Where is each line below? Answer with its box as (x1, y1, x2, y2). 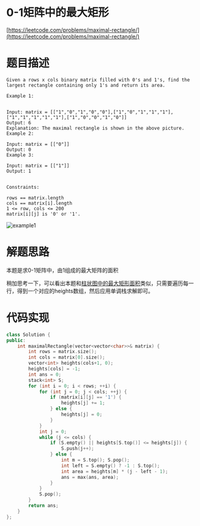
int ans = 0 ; (28, 372, 62, 378)
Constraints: (6, 184, 40, 190)
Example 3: (6, 151, 34, 158)
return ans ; (28, 503, 59, 509)
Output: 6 (6, 120, 32, 126)
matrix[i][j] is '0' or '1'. (6, 211, 81, 217)
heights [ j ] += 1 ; (61, 400, 105, 406)
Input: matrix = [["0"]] (6, 141, 70, 147)
